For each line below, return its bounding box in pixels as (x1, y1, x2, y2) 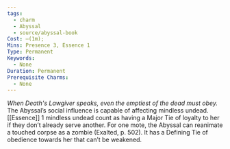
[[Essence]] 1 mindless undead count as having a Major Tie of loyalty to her (7, 114, 220, 122)
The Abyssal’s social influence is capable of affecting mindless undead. (7, 106, 209, 115)
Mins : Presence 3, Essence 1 (7, 42, 90, 49)
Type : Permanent (7, 49, 53, 56)
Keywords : (7, 55, 36, 62)
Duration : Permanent (7, 67, 66, 74)
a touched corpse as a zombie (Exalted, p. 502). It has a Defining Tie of (7, 128, 209, 137)
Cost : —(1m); (7, 36, 44, 43)
